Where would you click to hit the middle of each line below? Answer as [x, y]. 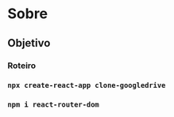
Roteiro [22, 66]
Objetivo [29, 43]
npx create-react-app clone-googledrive [87, 85]
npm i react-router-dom [54, 105]
